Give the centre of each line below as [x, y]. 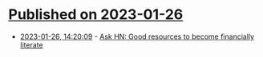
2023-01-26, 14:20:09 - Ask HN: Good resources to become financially [137, 36]
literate [31, 44]
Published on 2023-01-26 [96, 15]
